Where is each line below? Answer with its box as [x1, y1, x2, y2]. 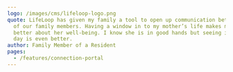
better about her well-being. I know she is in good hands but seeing [13, 29, 222, 36]
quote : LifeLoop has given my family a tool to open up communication [7, 16, 216, 23]
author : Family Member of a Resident [7, 42, 116, 49]
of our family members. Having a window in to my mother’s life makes [13, 23, 222, 29]
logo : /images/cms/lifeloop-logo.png [7, 10, 116, 17]
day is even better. [13, 36, 73, 43]
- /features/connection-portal [13, 55, 104, 62]
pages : [7, 49, 26, 56]
